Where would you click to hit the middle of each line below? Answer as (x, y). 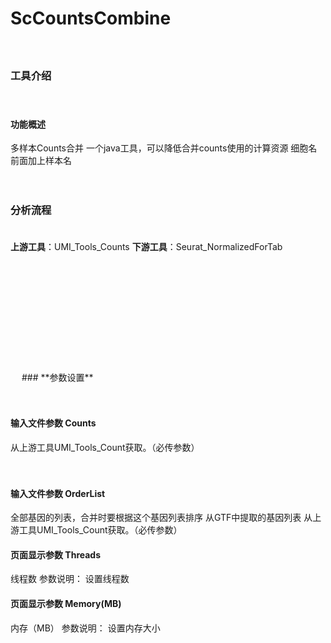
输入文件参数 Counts (53, 423)
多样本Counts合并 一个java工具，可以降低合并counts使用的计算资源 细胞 (159, 148)
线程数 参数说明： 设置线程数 (70, 579)
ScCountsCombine (91, 18)
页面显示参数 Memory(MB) (66, 603)
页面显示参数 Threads (56, 554)
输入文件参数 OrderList (58, 493)
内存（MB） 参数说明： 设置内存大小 (85, 628)
